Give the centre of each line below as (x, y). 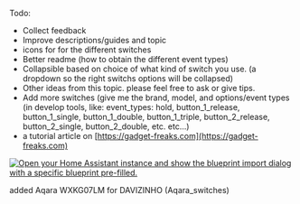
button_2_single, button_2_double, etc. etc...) (106, 126)
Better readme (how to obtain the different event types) (125, 59)
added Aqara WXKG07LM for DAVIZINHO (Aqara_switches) (120, 190)
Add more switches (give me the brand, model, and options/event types (156, 97)
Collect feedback (54, 30)
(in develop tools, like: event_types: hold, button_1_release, (131, 107)
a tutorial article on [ (60, 136)
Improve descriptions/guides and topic (94, 40)
